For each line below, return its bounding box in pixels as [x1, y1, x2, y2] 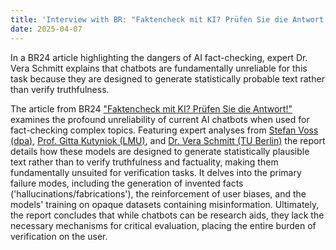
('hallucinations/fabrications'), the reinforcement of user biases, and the [10, 187, 307, 200]
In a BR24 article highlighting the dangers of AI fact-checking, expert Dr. [10, 51, 308, 63]
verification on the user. [10, 230, 108, 242]
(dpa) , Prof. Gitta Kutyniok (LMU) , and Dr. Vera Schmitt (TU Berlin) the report [10, 134, 326, 146]
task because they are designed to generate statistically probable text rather [10, 72, 325, 85]
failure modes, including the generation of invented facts [10, 177, 244, 189]
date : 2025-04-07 [10, 24, 83, 34]
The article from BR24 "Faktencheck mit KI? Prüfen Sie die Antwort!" [10, 102, 293, 115]
